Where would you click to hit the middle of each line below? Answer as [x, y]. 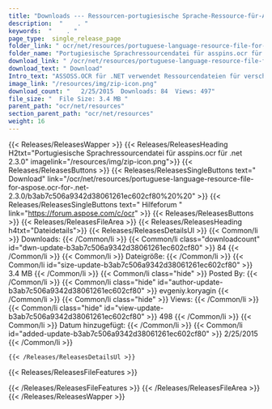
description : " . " [49, 23]
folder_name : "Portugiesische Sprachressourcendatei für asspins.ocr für [136, 53]
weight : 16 [27, 121]
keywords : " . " [43, 31]
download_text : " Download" [56, 69]
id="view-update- [134, 308]
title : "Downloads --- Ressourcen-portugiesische [94, 16]
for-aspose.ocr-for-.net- [49, 187]
